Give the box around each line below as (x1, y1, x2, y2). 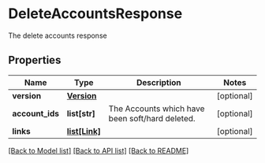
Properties (8, 54, 62, 67)
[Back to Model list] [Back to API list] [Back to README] (8, 146, 189, 155)
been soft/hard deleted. (108, 113, 196, 124)
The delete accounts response (8, 31, 108, 40)
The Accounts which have (108, 103, 205, 114)
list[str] (66, 108, 96, 119)
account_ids (12, 108, 59, 119)
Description (136, 76, 181, 87)
